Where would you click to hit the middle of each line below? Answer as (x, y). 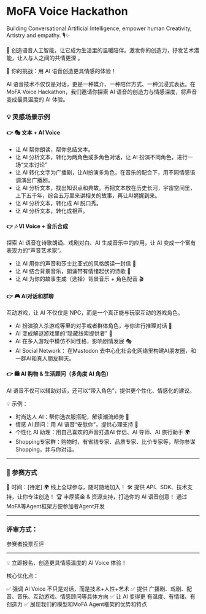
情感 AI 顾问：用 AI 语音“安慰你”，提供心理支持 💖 (77, 424)
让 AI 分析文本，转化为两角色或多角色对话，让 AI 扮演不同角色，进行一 (104, 157)
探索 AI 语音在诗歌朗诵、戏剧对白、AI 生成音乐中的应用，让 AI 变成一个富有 (101, 243)
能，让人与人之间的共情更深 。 (45, 58)
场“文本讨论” (31, 165)
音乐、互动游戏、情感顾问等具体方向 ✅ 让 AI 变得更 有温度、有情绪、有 (106, 597)
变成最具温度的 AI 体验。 (37, 99)
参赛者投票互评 (25, 544)
